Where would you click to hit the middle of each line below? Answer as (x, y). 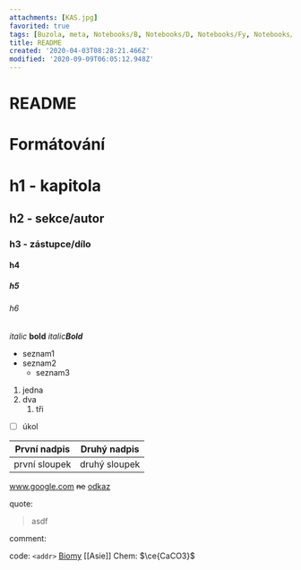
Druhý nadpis (110, 449)
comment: (28, 539)
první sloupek (43, 464)
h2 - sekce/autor (57, 218)
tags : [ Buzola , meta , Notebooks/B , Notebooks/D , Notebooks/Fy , (130, 34)
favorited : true (39, 26)
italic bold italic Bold (46, 336)
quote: (21, 504)
